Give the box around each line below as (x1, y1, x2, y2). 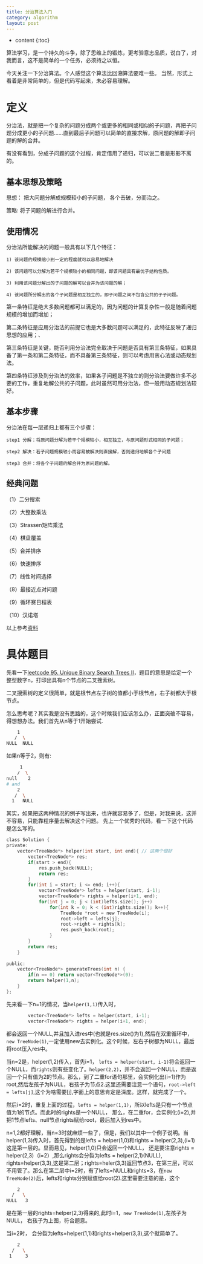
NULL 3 (6, 1197, 28, 1204)
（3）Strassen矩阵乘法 (6, 521, 63, 528)
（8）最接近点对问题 (6, 585, 57, 593)
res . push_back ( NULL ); (38, 865, 94, 871)
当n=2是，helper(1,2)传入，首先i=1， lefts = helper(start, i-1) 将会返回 (6, 1058, 190, 1065)
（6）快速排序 (6, 560, 42, 567)
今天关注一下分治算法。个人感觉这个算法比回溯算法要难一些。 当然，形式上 (6, 70, 193, 77)
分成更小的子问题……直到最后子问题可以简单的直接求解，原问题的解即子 (11, 129, 190, 137)
